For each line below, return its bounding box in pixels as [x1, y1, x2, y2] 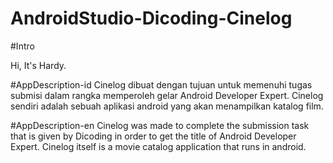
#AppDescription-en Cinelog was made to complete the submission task [10, 119, 310, 131]
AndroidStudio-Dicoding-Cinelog [10, 7, 293, 30]
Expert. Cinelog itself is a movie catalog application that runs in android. [10, 140, 307, 152]
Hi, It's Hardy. [10, 59, 67, 71]
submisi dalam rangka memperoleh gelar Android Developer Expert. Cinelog [10, 89, 324, 101]
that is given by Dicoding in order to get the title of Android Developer [10, 130, 297, 142]
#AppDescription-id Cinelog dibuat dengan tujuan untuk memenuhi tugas [10, 78, 313, 91]
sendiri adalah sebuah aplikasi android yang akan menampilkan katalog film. [10, 100, 324, 112]
